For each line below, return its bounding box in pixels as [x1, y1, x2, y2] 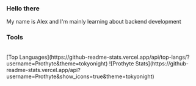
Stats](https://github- [135, 59, 189, 67]
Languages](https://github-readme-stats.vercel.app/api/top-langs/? [19, 53, 190, 61]
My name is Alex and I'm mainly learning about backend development [6, 18, 181, 25]
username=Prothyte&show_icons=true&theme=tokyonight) [6, 73, 154, 80]
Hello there [6, 4, 40, 13]
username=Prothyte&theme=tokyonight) [6, 59, 108, 67]
